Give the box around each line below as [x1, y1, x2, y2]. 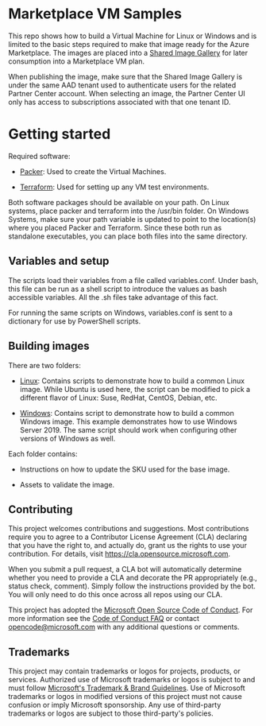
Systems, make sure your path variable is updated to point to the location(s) [8, 214, 256, 223]
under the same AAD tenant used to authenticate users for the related [8, 80, 237, 90]
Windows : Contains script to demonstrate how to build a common [19, 408, 234, 417]
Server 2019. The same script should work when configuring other [19, 425, 237, 434]
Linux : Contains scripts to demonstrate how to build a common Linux [19, 375, 245, 386]
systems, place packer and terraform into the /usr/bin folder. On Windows [8, 206, 249, 215]
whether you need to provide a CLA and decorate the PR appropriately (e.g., [8, 573, 258, 583]
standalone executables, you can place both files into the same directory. [8, 231, 248, 241]
